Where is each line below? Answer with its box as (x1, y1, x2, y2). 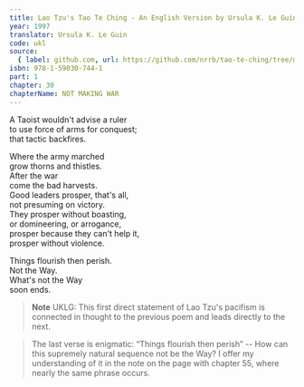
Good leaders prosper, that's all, (9, 189, 129, 200)
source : (9, 47, 39, 56)
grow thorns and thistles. (9, 160, 102, 171)
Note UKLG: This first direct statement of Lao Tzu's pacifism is (31, 301, 265, 313)
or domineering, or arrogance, (9, 218, 122, 229)
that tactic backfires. (9, 133, 87, 144)
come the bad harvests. (9, 179, 98, 190)
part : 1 (9, 73, 39, 82)
